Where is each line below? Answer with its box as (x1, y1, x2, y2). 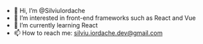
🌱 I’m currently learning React (13, 21, 98, 29)
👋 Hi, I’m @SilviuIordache (13, 7, 85, 14)
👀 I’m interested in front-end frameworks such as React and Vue (13, 14, 196, 22)
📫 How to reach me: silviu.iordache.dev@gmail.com (13, 29, 163, 37)
